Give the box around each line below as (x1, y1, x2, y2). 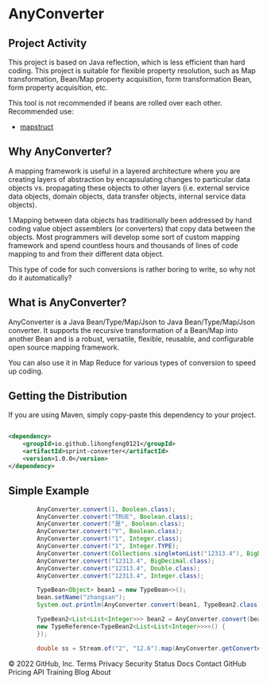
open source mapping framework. (8, 342, 120, 352)
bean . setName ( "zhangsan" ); (37, 594, 126, 602)
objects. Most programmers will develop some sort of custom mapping (8, 232, 241, 242)
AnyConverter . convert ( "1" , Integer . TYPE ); (37, 542, 180, 550)
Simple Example (8, 484, 90, 497)
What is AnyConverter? (8, 296, 127, 310)
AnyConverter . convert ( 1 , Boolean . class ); (37, 505, 176, 513)
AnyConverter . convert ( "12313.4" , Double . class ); (37, 564, 201, 572)
